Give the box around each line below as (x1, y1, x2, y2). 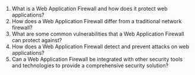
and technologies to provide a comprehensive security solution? (11, 62, 169, 69)
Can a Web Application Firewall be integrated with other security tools (11, 56, 183, 62)
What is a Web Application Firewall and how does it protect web (11, 5, 168, 12)
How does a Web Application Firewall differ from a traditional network (11, 18, 182, 24)
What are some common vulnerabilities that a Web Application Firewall (11, 30, 184, 37)
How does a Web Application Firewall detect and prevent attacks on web (11, 43, 190, 50)
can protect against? (11, 37, 62, 43)
